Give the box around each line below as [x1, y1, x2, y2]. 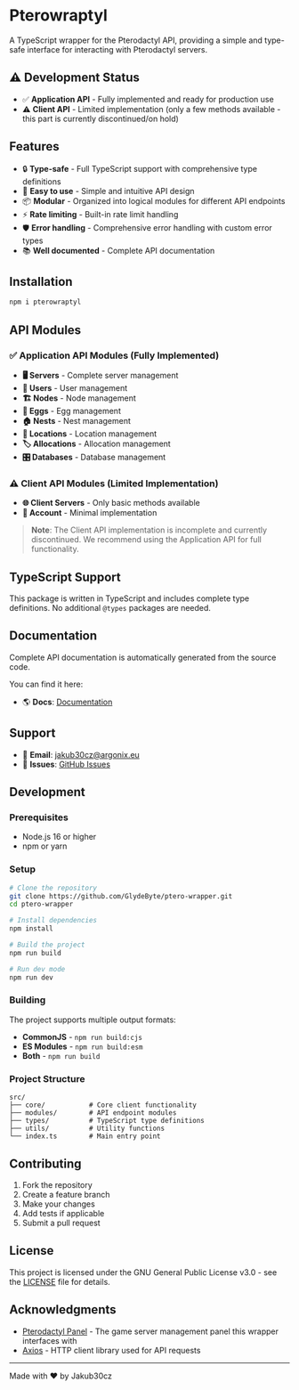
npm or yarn [21, 841, 68, 851]
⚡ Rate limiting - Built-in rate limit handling [21, 208, 179, 219]
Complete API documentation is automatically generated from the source [9, 652, 277, 662]
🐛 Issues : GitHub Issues [21, 759, 111, 769]
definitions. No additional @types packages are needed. [9, 603, 212, 614]
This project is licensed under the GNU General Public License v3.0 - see [9, 1266, 278, 1278]
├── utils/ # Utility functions [9, 1124, 166, 1134]
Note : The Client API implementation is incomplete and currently [30, 524, 268, 535]
